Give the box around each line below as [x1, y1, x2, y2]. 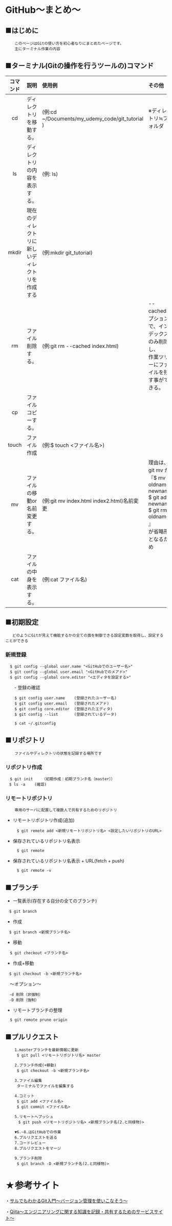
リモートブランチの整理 [12, 1007, 62, 1013]
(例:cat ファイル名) [41, 576, 88, 583]
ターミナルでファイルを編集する [16, 1083, 74, 1088]
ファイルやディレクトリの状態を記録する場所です [14, 751, 102, 756]
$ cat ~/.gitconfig [14, 720, 56, 726]
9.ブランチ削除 [14, 1155, 42, 1161]
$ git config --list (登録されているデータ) [14, 712, 117, 717]
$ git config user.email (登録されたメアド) [14, 701, 110, 706]
